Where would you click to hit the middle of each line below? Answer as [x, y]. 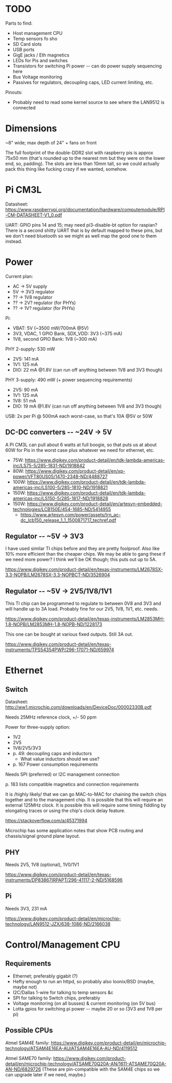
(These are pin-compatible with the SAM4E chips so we [101, 1069]
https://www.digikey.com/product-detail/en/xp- [75, 471]
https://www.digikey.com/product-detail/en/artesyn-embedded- [95, 504]
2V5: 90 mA [25, 390]
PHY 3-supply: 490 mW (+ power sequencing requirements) [69, 380]
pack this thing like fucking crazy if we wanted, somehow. [66, 169]
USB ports [24, 49]
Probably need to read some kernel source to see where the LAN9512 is [89, 102]
